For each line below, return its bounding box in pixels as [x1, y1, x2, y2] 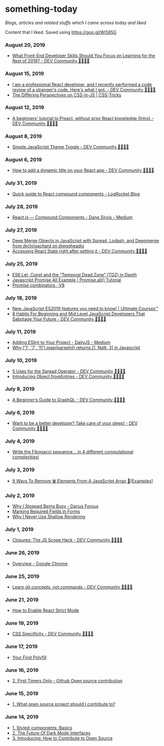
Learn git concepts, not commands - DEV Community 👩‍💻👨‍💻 [12, 584, 133, 590]
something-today [5, 3, 78, 15]
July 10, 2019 [5, 357, 37, 364]
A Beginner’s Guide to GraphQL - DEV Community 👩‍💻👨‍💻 [12, 397, 126, 403]
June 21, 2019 [5, 596, 39, 603]
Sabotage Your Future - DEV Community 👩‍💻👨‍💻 [12, 316, 107, 322]
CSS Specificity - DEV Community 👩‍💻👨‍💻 [12, 631, 94, 637]
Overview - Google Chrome [12, 561, 68, 567]
